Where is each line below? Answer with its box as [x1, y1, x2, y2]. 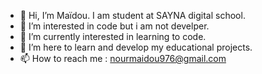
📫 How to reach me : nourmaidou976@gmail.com [19, 53, 227, 64]
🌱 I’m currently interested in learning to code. [19, 31, 207, 42]
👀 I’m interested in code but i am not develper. [19, 20, 210, 32]
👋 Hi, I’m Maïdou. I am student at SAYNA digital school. [19, 10, 246, 21]
